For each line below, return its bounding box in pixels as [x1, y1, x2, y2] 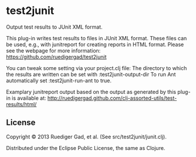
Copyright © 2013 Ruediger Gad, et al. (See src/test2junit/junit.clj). [6, 133, 167, 140]
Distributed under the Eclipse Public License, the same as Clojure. [6, 144, 165, 151]
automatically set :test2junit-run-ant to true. [6, 77, 112, 84]
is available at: [11, 95, 46, 102]
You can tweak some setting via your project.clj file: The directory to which [6, 64, 187, 71]
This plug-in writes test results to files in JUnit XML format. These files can [6, 34, 187, 41]
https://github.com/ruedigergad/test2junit [6, 53, 107, 60]
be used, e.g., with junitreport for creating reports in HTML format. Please [6, 41, 184, 48]
